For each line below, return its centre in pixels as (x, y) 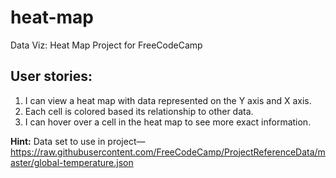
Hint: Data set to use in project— (78, 141)
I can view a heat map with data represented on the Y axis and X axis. (168, 100)
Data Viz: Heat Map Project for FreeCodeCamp (106, 45)
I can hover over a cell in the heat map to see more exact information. (168, 122)
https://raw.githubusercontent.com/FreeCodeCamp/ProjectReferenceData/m (168, 152)
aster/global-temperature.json (72, 162)
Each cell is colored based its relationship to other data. (139, 111)
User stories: (51, 76)
